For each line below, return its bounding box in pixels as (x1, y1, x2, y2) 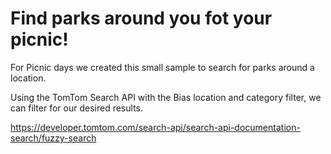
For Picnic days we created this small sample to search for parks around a (10, 61, 315, 73)
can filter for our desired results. (10, 102, 143, 114)
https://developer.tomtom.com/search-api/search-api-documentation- (10, 121, 301, 133)
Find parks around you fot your (10, 7, 273, 30)
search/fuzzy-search (10, 132, 97, 144)
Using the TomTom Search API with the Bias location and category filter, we (10, 91, 322, 103)
